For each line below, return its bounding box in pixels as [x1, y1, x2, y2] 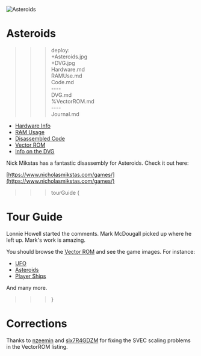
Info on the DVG [14, 147, 55, 155]
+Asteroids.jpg [51, 53, 88, 60]
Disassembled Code [14, 135, 65, 142]
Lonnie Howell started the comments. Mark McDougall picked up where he [6, 230, 192, 237]
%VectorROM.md [51, 97, 94, 105]
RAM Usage [14, 128, 45, 135]
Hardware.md [51, 66, 85, 73]
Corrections [6, 317, 67, 331]
